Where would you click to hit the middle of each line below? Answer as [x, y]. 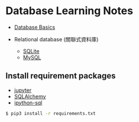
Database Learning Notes [69, 11]
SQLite [31, 51]
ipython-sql [28, 103]
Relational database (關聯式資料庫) [56, 39]
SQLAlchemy [30, 96]
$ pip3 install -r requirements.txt [51, 113]
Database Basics [35, 27]
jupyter [23, 90]
